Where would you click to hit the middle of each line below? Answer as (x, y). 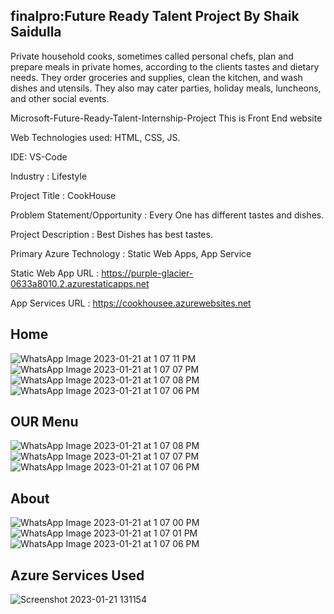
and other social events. (60, 98)
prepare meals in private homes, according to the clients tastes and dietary (165, 66)
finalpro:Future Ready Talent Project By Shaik (155, 16)
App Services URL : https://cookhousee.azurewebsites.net (131, 303)
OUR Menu (44, 422)
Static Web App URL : (55, 273)
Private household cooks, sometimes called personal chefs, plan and (152, 56)
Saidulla (36, 32)
